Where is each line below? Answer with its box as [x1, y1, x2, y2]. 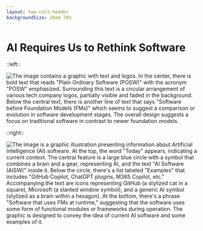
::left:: [6, 61, 21, 68]
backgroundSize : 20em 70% [6, 15, 72, 21]
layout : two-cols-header [6, 8, 69, 15]
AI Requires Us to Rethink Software [6, 41, 186, 55]
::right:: [6, 129, 24, 136]
